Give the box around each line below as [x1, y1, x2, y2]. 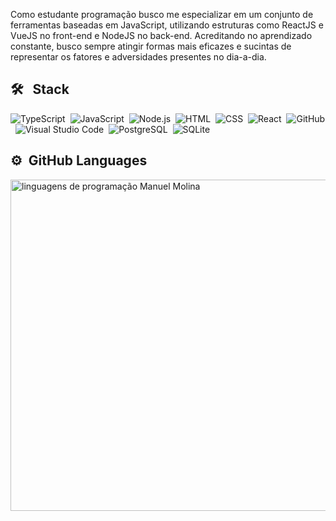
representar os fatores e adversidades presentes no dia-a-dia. [10, 51, 267, 63]
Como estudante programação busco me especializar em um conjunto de [10, 9, 314, 20]
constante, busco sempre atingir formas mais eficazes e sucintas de [10, 40, 292, 52]
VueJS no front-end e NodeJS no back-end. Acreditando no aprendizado [10, 30, 313, 41]
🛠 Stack [10, 81, 70, 98]
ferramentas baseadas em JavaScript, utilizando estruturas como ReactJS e [10, 19, 324, 31]
